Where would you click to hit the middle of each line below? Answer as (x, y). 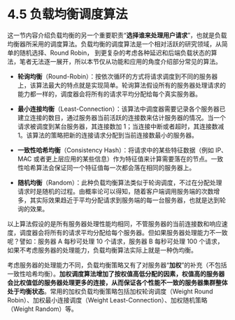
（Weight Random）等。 (43, 309)
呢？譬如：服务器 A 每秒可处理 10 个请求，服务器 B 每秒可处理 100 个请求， (115, 241)
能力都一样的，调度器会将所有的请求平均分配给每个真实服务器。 (109, 94)
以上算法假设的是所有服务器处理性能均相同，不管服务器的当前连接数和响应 (114, 224)
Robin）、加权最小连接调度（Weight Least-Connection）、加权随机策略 (107, 300)
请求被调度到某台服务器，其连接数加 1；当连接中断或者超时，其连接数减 (121, 126)
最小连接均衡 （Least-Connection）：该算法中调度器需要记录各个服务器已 (121, 109)
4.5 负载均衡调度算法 (67, 14)
